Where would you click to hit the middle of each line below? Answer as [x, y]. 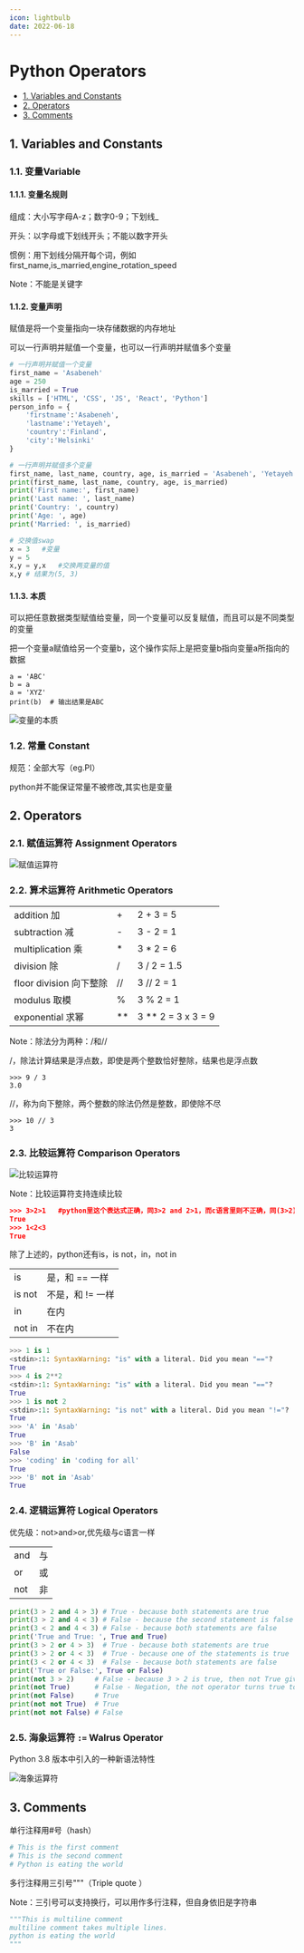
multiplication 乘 [48, 949]
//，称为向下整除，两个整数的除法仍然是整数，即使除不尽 [115, 1103]
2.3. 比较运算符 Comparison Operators [95, 1153]
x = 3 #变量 [35, 549]
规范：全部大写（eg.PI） [55, 768]
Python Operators [78, 71]
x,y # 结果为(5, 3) [44, 575]
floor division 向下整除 [61, 982]
